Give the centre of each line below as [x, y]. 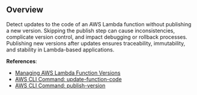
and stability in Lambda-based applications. [60, 50]
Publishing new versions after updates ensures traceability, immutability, [96, 43]
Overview [25, 10]
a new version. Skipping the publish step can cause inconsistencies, [91, 30]
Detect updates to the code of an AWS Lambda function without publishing [99, 24]
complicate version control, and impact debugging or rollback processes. [97, 37]
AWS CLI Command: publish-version [60, 85]
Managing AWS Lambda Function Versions [68, 73]
